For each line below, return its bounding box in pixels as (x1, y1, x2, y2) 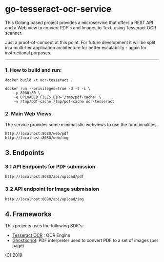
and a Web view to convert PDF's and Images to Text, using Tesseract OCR (5, 24, 156, 30)
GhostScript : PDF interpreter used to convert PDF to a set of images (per (12, 238, 159, 243)
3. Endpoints (5, 148, 44, 157)
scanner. (5, 30, 23, 36)
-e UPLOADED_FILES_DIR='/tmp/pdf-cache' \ (14, 95, 102, 100)
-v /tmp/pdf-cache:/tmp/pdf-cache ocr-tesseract (14, 99, 115, 104)
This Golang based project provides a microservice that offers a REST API (5, 20, 154, 25)
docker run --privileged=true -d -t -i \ (5, 87, 91, 91)
